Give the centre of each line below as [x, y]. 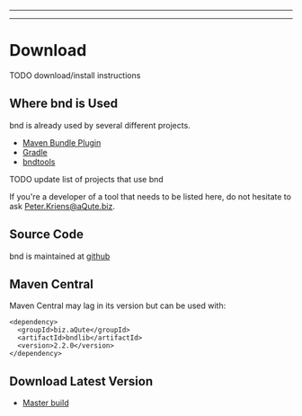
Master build [45, 403]
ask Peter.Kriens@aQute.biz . [62, 206]
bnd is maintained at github [60, 256]
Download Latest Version [81, 381]
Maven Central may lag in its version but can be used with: [118, 305]
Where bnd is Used [64, 104]
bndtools [39, 162]
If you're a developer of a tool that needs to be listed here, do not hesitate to [151, 196]
